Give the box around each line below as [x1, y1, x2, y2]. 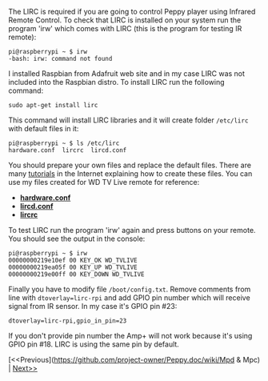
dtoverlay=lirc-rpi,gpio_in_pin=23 [8, 317, 127, 325]
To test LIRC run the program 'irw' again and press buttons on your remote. [8, 226, 256, 235]
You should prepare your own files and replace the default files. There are [8, 160, 252, 170]
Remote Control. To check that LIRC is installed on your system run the [8, 15, 242, 25]
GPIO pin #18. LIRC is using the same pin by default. [8, 339, 180, 349]
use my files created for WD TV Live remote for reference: [8, 178, 200, 186]
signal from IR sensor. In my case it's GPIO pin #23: [8, 302, 178, 311]
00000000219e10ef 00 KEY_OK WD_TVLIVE [8, 256, 138, 264]
